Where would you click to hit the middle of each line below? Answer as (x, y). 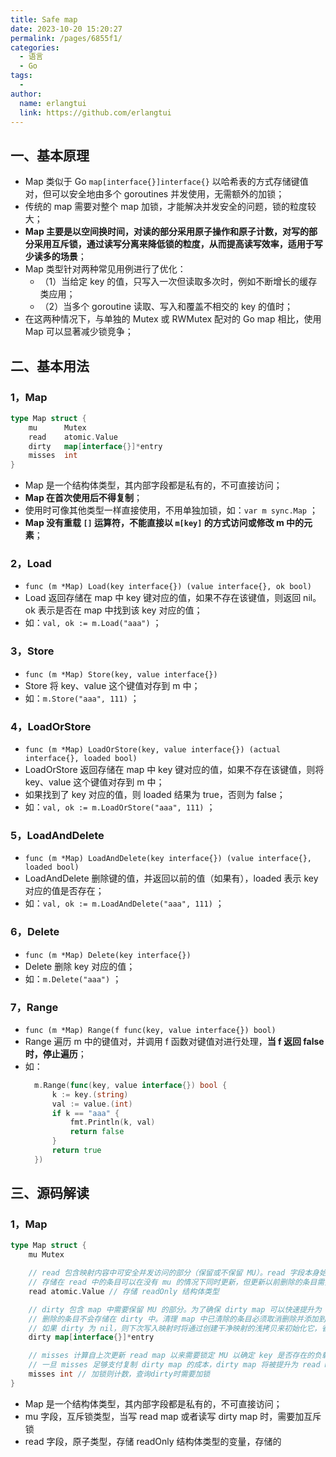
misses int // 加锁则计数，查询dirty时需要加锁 (119, 1374)
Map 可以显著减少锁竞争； (79, 332)
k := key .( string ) (90, 1094)
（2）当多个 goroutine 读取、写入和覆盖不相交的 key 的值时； (166, 307)
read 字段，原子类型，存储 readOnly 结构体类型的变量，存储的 (153, 1441)
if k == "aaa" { (85, 1113)
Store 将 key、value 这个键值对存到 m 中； (112, 685)
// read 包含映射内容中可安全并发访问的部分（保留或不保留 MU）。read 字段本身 (174, 1273)
